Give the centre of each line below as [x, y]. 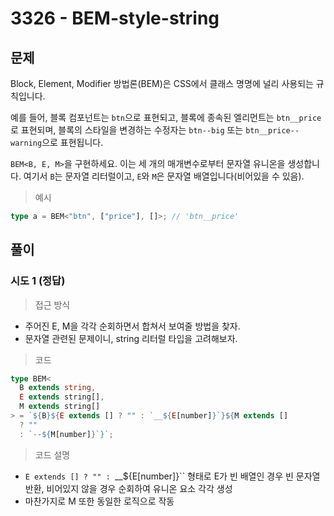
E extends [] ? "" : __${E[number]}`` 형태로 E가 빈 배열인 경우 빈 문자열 [172, 476]
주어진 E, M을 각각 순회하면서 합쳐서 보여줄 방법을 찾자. [132, 326]
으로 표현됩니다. [72, 142]
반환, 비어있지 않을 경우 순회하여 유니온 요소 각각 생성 [128, 488]
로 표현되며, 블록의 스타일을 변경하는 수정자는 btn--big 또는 [127, 130]
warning [26, 143]
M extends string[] [60, 407]
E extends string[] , [62, 397]
